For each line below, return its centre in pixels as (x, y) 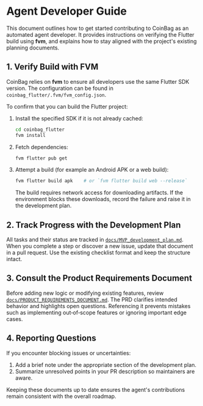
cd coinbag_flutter (40, 130)
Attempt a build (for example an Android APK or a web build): (92, 170)
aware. (24, 378)
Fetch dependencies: (42, 147)
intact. (14, 259)
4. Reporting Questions (51, 338)
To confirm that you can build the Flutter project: (67, 106)
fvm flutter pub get (41, 158)
